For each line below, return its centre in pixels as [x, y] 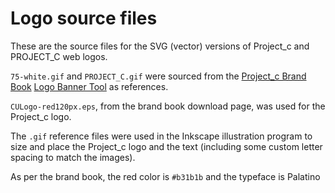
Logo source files [84, 18]
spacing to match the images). [73, 157]
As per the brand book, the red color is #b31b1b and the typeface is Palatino [165, 176]
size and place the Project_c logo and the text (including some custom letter [166, 146]
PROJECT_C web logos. [59, 56]
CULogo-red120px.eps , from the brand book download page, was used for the [168, 106]
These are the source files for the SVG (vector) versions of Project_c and [160, 46]
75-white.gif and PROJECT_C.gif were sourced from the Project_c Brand [158, 76]
